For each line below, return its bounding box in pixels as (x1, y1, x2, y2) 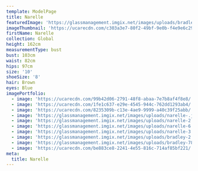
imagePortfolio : (6, 90, 46, 96)
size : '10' (6, 69, 33, 75)
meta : (6, 150, 19, 156)
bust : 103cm (6, 52, 35, 58)
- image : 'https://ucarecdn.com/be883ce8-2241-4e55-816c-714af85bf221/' (11, 145, 194, 151)
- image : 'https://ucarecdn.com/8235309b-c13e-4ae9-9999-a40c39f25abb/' (11, 107, 194, 113)
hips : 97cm (6, 63, 33, 69)
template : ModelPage (6, 8, 57, 15)
